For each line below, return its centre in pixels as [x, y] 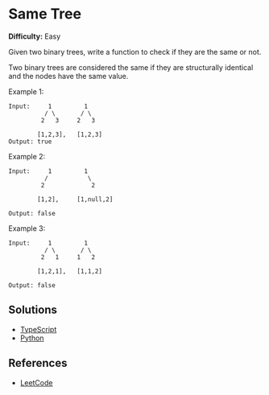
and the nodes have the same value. [68, 76]
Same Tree [45, 14]
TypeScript [38, 329]
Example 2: [27, 156]
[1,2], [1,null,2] [75, 199]
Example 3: [27, 228]
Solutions [33, 310]
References [38, 363]
